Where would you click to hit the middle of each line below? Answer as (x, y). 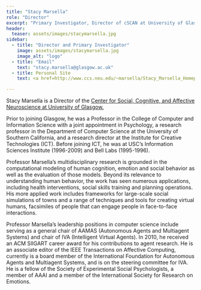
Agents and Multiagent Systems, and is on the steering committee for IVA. (97, 262)
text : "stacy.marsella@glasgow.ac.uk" (65, 67)
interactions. (22, 213)
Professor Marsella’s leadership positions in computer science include (92, 224)
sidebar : (17, 39)
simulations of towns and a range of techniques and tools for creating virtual (100, 200)
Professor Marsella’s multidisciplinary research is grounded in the (87, 162)
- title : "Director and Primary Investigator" (71, 45)
